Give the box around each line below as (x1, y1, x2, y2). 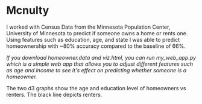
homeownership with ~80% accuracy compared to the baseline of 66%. (6, 42, 186, 50)
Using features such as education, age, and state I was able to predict (6, 36, 180, 43)
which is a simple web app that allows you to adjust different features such (6, 60, 194, 68)
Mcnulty (6, 4, 49, 17)
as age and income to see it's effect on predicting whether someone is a (6, 66, 187, 74)
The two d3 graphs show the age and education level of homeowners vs (6, 84, 186, 91)
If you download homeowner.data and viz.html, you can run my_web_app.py (6, 54, 197, 61)
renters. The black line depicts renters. (6, 91, 103, 98)
